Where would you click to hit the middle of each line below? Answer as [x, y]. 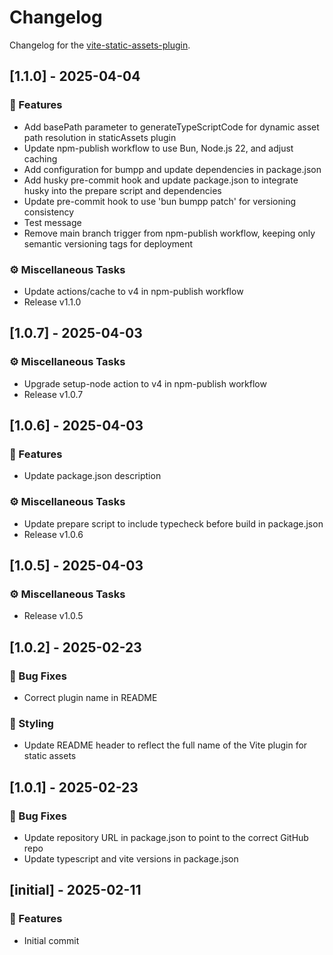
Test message [52, 222]
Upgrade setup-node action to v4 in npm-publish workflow [145, 383]
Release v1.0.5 [53, 616]
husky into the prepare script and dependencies [122, 190]
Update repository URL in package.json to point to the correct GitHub [166, 837]
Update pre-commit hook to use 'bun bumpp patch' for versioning [160, 201]
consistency [49, 212]
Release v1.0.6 [53, 534]
